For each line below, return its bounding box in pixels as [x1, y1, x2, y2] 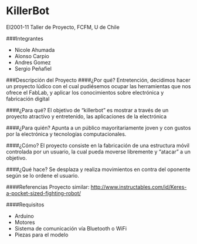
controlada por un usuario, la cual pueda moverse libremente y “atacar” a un [6, 148, 191, 155]
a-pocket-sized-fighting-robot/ [6, 189, 81, 196]
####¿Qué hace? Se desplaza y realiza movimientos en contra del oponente [6, 166, 191, 173]
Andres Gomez [14, 59, 51, 66]
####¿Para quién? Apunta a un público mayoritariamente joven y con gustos [6, 124, 191, 131]
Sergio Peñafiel [14, 65, 52, 72]
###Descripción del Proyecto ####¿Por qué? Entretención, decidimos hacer [6, 76, 191, 83]
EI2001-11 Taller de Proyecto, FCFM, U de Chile [6, 24, 120, 31]
